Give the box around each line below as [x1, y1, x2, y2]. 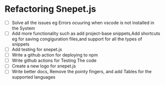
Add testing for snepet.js [11, 47, 62, 53]
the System [11, 26, 35, 31]
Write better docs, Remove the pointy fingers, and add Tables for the [11, 69, 152, 75]
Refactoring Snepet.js [4, 3, 96, 15]
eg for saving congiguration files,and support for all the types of [11, 36, 142, 42]
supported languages [11, 74, 55, 80]
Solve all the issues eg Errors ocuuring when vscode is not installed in [11, 20, 154, 26]
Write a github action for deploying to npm [11, 52, 98, 58]
